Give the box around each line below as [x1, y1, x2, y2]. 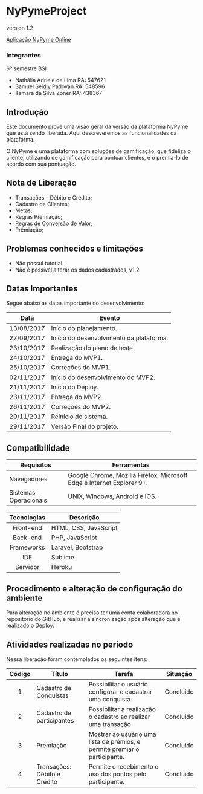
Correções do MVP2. [51, 403, 111, 411]
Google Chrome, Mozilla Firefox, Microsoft [68, 471, 188, 480]
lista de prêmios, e [88, 737, 141, 746]
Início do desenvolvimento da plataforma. [51, 334, 169, 342]
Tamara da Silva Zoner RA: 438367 [14, 89, 103, 97]
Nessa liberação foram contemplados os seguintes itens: [6, 655, 148, 663]
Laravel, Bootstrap [51, 543, 103, 552]
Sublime [51, 553, 74, 562]
